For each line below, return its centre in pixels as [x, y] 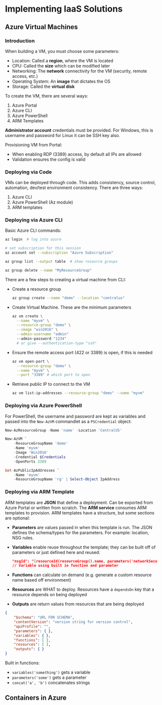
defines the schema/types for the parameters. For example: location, [80, 533]
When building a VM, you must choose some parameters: [62, 51]
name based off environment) [42, 580]
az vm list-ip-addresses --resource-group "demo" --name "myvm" [78, 393]
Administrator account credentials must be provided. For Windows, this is [79, 130]
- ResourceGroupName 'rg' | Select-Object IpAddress [67, 480]
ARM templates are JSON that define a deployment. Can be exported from [79, 502]
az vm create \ [27, 316]
